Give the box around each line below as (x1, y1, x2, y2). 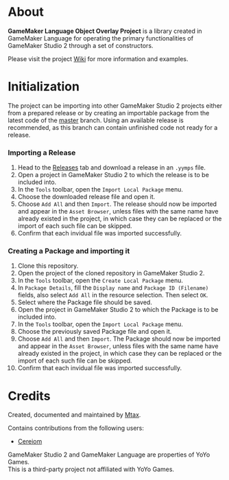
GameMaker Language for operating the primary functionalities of (8, 34, 194, 42)
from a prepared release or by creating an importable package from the (8, 108, 210, 117)
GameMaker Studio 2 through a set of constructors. (8, 41, 154, 49)
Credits (8, 388, 51, 404)
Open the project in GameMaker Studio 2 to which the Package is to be (17, 306, 219, 314)
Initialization (8, 79, 80, 95)
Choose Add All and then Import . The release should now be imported (17, 200, 217, 208)
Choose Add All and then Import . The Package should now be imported (17, 334, 221, 343)
